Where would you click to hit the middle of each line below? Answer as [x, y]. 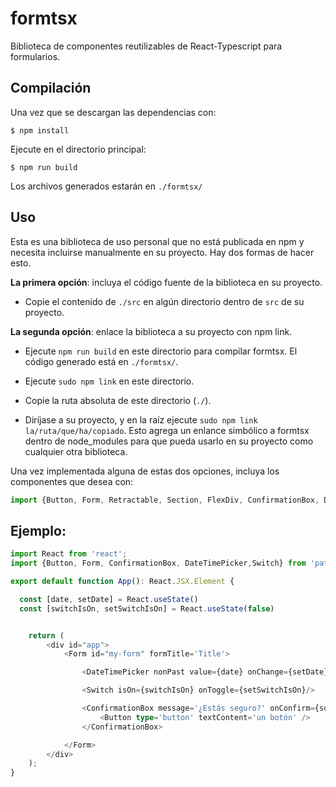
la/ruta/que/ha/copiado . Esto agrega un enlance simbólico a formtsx [167, 430]
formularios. [35, 56]
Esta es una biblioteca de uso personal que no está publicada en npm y [157, 241]
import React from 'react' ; [69, 554]
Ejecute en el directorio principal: [78, 149]
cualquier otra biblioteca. [76, 451]
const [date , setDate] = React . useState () [109, 599]
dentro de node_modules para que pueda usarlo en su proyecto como [169, 441]
